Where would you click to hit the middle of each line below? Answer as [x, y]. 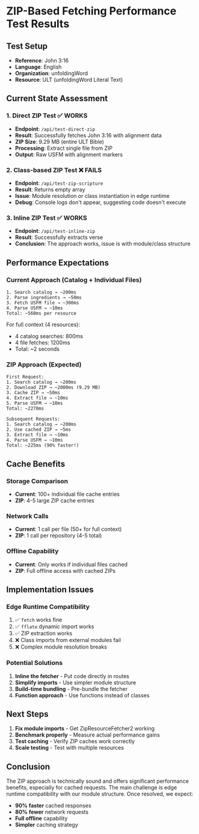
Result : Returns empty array [50, 189]
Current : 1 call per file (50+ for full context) [68, 529]
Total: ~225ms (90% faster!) [43, 446]
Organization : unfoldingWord [51, 73]
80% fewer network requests [52, 812]
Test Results [38, 24]
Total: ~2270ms [25, 409]
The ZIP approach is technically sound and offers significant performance [98, 781]
